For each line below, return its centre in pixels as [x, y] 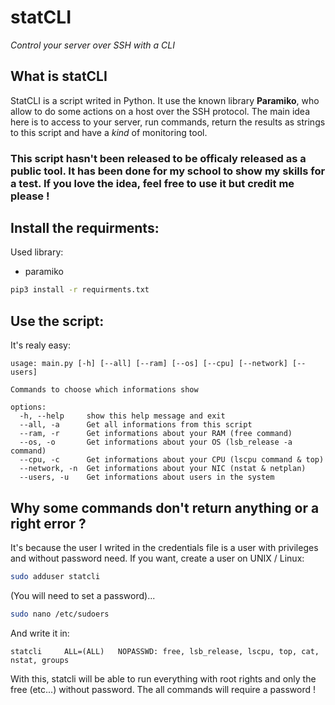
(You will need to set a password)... [83, 595]
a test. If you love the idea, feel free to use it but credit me [152, 183]
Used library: [37, 252]
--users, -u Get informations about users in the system [147, 477]
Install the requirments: [85, 228]
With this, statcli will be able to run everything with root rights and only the [163, 678]
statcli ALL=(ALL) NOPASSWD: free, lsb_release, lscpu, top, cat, [165, 651]
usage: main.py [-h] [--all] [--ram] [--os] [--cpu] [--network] [149, 364]
